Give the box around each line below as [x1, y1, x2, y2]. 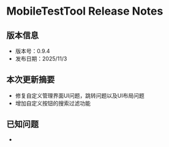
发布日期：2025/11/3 [15, 55, 67, 62]
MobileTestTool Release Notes [6, 4, 163, 18]
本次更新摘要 [6, 74, 55, 85]
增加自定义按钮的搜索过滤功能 [15, 99, 91, 107]
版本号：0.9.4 [15, 48, 50, 54]
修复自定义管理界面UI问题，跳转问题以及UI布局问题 [15, 91, 145, 99]
